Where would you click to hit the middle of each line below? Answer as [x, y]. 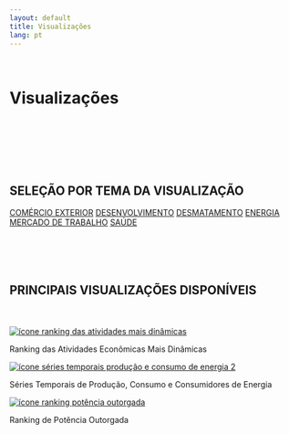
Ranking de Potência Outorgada [69, 419]
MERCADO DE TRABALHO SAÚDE [73, 222]
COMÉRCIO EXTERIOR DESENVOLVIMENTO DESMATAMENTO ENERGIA [144, 213]
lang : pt [26, 35]
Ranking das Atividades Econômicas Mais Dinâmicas [108, 349]
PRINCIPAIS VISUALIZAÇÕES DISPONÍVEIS [133, 290]
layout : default [40, 18]
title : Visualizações [51, 26]
